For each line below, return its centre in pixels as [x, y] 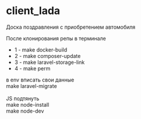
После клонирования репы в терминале [56, 38]
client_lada [33, 11]
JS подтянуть [23, 98]
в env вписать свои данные [40, 80]
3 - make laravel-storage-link [50, 62]
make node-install [28, 104]
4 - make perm [32, 68]
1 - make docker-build [41, 50]
